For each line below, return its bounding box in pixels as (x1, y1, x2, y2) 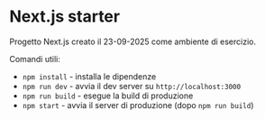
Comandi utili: (9, 53, 60, 64)
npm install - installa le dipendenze (22, 70, 157, 82)
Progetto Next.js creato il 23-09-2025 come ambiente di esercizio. (9, 36, 257, 47)
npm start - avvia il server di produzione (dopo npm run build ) (22, 99, 254, 110)
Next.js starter (9, 6, 120, 27)
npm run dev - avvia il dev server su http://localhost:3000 (22, 80, 242, 91)
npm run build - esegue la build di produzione (22, 90, 194, 101)
